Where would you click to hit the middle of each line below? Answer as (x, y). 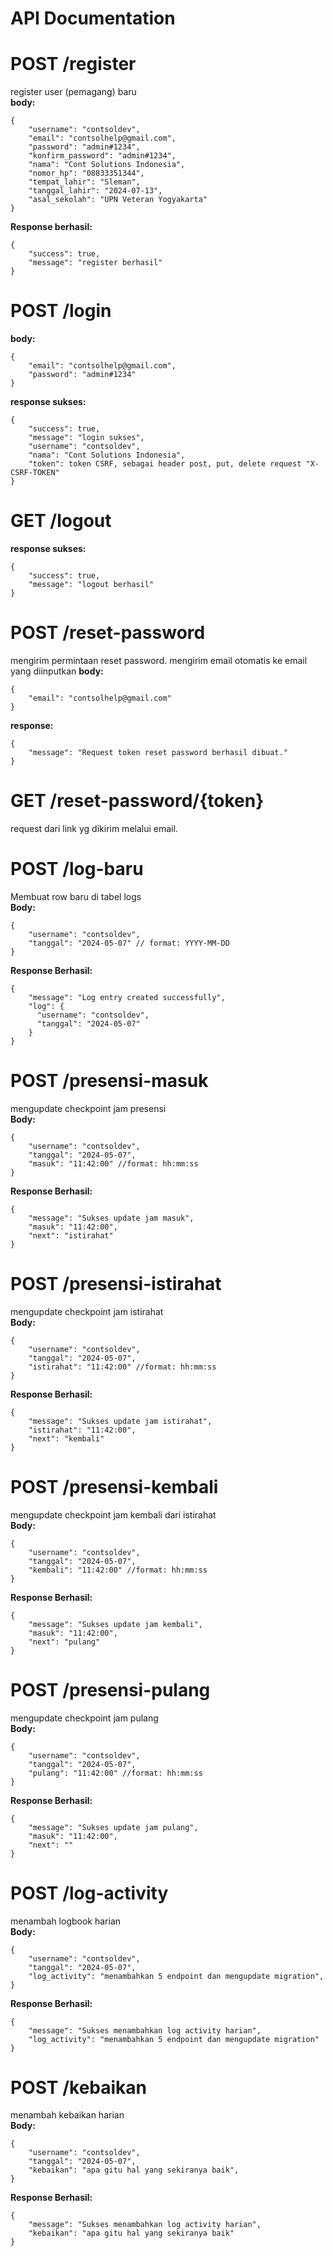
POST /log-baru (77, 869)
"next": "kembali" (66, 1438)
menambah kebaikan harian (67, 2115)
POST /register (73, 64)
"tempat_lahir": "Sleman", (84, 182)
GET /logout (61, 521)
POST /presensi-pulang (110, 1689)
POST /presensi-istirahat (116, 1283)
